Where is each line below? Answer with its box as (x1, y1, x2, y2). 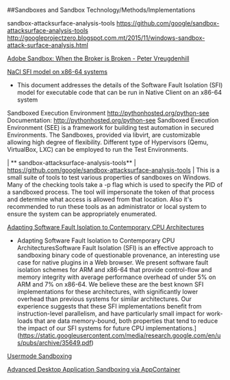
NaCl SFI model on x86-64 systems (7, 68, 108, 76)
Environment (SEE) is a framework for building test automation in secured (7, 124, 214, 131)
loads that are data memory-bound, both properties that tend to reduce (16, 317, 218, 325)
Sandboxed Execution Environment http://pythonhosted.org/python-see (7, 109, 210, 117)
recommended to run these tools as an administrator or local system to (7, 203, 207, 210)
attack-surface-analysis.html (7, 41, 89, 49)
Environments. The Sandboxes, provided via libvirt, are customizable (7, 131, 201, 139)
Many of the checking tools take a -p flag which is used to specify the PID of (7, 181, 223, 188)
